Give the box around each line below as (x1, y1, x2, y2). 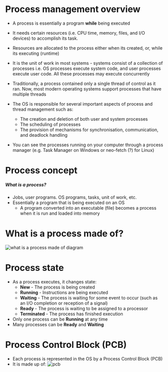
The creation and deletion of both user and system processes (20, 116, 148, 122)
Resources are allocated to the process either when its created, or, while (12, 45, 162, 51)
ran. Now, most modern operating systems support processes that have (12, 85, 162, 91)
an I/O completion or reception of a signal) (20, 300, 108, 306)
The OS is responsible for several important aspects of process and (12, 101, 153, 107)
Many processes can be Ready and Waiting (12, 321, 104, 327)
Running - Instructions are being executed (20, 289, 108, 295)
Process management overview (5, 4, 141, 15)
